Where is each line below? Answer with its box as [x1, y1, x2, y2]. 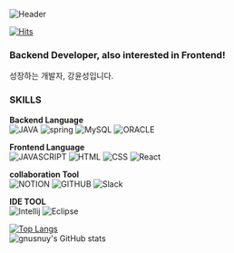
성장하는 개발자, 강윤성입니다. [9, 71, 114, 82]
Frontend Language [9, 141, 85, 152]
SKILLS [9, 93, 43, 106]
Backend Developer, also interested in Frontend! [9, 48, 226, 61]
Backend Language [9, 114, 84, 125]
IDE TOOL [9, 196, 47, 207]
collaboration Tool [9, 169, 80, 180]
